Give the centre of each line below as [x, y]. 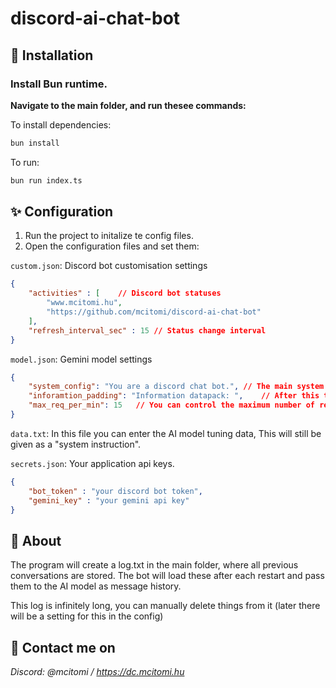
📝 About [36, 540]
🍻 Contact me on [63, 647]
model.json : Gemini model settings [81, 359]
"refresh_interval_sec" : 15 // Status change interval [147, 330]
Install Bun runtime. [59, 84]
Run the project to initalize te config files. [109, 236]
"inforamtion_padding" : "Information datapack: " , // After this [174, 396]
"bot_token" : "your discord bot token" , [115, 491]
